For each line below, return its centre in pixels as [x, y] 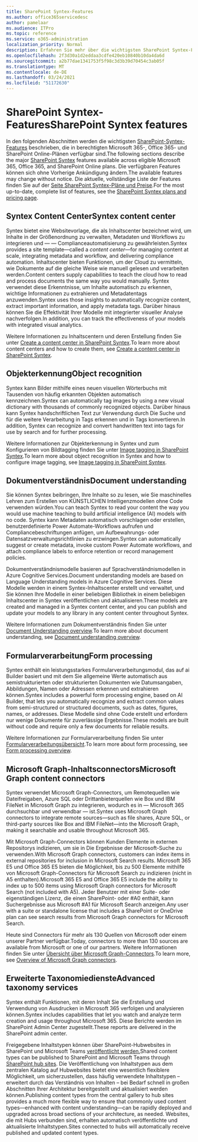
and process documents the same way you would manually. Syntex [88, 281]
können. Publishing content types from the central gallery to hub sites [90, 1095]
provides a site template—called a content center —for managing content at [97, 249]
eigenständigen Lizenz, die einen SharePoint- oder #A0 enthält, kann [90, 898]
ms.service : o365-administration [47, 39]
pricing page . [22, 197]
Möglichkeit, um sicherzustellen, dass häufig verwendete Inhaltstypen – [93, 1076]
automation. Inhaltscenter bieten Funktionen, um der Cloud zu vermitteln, [95, 262]
